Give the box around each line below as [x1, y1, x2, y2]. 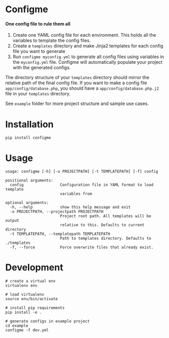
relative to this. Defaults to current [60, 223, 145, 228]
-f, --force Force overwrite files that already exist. [10, 245, 154, 250]
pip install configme [5, 135, 51, 141]
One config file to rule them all [5, 20, 71, 27]
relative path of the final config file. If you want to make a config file [5, 80, 148, 86]
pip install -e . [5, 310, 42, 315]
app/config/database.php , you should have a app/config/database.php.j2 [5, 85, 159, 91]
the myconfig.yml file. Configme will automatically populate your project [12, 59, 163, 65]
